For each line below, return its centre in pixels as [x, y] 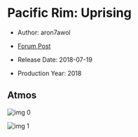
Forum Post [34, 46]
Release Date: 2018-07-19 [55, 59]
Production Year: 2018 [49, 73]
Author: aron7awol [44, 32]
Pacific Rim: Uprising [69, 13]
